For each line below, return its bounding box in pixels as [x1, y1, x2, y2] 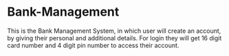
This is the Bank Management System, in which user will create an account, [7, 27, 221, 35]
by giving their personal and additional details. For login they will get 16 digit [7, 33, 222, 42]
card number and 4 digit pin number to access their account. [7, 41, 179, 49]
